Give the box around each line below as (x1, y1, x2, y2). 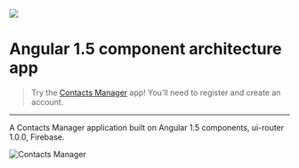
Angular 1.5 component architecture (9, 39, 282, 60)
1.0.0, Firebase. (9, 132, 65, 142)
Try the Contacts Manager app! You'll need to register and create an (30, 87, 281, 98)
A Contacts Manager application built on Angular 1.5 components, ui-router (9, 122, 285, 132)
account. (30, 96, 64, 107)
